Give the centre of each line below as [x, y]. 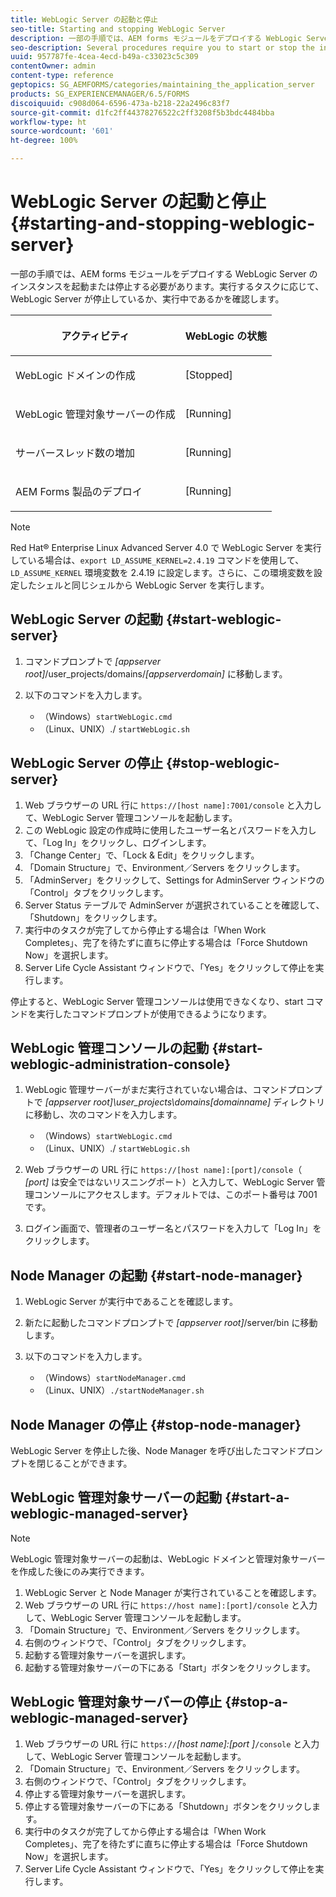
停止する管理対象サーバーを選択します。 [108, 1793]
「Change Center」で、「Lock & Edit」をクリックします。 [142, 855]
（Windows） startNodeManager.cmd [112, 1378]
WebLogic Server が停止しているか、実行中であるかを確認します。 [147, 298]
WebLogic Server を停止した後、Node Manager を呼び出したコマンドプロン [166, 1450]
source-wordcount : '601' [62, 131]
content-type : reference [62, 76]
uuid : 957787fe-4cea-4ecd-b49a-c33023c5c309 [104, 57]
